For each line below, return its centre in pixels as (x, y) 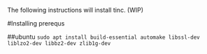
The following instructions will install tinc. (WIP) (76, 10)
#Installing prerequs (36, 23)
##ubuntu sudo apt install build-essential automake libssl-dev (104, 37)
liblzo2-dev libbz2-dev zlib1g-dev (59, 44)
